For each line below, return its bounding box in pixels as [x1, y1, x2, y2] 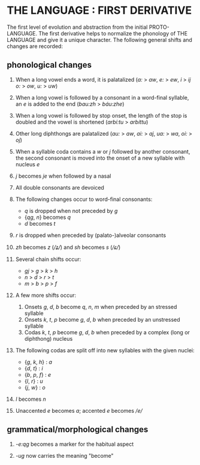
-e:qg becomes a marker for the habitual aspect [15, 440, 134, 448]
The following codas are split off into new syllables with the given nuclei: [15, 346, 195, 354]
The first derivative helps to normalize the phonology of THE [38, 29, 188, 37]
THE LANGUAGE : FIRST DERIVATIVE [7, 4, 192, 17]
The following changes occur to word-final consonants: [15, 196, 153, 203]
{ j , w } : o [24, 383, 46, 391]
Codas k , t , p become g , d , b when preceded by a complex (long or [24, 328, 190, 336]
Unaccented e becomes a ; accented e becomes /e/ [15, 407, 143, 414]
